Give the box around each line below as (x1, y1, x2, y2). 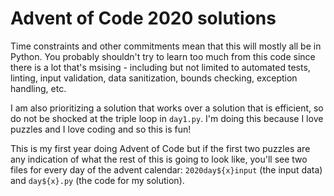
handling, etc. (10, 82, 67, 94)
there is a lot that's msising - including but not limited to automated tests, (10, 61, 311, 73)
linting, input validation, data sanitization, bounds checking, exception (10, 72, 298, 84)
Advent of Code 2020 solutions (10, 7, 277, 30)
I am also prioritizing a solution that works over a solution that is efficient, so (10, 102, 324, 114)
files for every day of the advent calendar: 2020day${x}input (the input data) (10, 163, 323, 176)
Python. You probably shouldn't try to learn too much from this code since (10, 50, 316, 62)
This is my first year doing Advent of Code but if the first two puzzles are (10, 142, 311, 154)
